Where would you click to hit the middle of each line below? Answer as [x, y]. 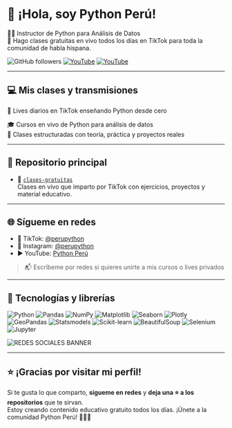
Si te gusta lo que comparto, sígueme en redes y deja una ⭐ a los [101, 392]
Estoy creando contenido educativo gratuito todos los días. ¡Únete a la [107, 410]
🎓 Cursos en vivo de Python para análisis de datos [80, 124]
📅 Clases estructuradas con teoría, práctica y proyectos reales [96, 134]
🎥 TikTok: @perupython [50, 239]
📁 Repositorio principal [57, 163]
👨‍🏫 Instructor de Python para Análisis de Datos [74, 33]
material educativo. [45, 194]
